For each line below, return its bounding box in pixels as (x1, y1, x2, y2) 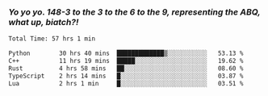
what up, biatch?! (8, 16, 79, 27)
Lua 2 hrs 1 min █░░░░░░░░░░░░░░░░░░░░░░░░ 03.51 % (8, 79, 244, 87)
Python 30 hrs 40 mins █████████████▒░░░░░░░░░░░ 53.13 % (8, 49, 244, 58)
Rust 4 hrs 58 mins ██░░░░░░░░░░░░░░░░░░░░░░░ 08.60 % (8, 64, 244, 73)
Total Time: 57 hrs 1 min (8, 35, 95, 43)
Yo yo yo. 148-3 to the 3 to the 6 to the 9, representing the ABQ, (8, 6, 261, 18)
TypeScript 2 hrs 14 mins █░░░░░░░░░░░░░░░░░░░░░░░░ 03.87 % (8, 72, 244, 80)
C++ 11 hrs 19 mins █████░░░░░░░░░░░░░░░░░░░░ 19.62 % (8, 57, 244, 65)
